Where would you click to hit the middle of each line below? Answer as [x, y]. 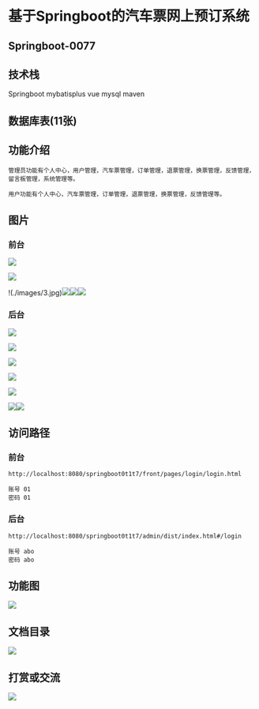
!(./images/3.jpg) [35, 293]
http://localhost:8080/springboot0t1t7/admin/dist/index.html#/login [125, 536]
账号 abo [21, 551]
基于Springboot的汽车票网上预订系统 [129, 16]
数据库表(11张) [43, 120]
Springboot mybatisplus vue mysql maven [76, 94]
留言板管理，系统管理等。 [43, 178]
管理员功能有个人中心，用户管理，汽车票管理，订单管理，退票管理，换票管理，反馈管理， [131, 171]
